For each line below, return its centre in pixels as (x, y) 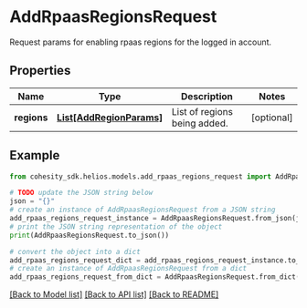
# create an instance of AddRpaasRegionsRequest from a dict (128, 269)
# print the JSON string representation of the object (116, 226)
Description (207, 96)
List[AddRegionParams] (109, 118)
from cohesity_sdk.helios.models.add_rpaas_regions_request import (141, 176)
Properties (40, 71)
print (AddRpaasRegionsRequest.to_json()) (90, 235)
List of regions (202, 111)
